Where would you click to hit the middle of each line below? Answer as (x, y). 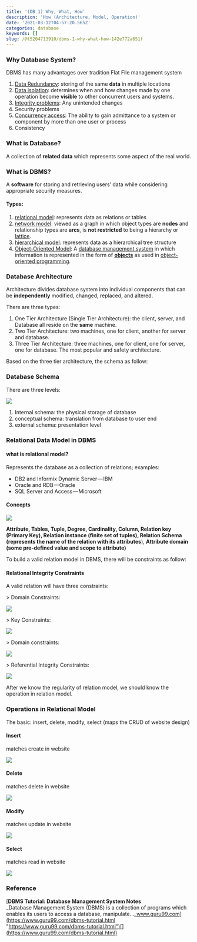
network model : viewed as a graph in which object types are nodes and (101, 224)
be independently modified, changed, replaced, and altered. (80, 295)
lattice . (23, 236)
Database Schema (33, 377)
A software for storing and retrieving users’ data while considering (87, 184)
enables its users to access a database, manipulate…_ (71, 914)
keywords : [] (22, 34)
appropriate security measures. (44, 190)
